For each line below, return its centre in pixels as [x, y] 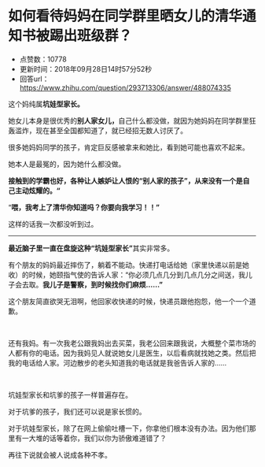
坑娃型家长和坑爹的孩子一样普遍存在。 [70, 395]
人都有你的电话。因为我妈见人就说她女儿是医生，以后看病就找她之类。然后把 [132, 353]
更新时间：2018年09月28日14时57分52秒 [86, 69]
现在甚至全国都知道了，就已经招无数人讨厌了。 [111, 130]
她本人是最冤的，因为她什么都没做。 [67, 164]
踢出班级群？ [91, 36]
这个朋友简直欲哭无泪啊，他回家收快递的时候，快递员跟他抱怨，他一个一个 [129, 301]
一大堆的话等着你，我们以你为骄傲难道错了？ [94, 438]
